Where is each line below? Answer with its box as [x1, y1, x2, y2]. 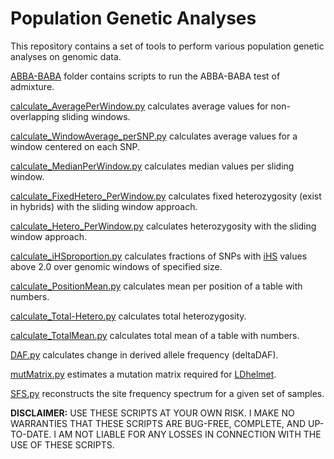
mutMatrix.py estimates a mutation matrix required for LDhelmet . [10, 368, 277, 380]
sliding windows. [61, 110, 131, 122]
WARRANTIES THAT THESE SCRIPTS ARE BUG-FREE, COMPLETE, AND [10, 417, 307, 429]
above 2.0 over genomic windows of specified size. [10, 260, 223, 272]
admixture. [10, 80, 55, 92]
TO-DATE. [10, 428, 52, 440]
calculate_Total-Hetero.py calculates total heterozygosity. [10, 310, 247, 322]
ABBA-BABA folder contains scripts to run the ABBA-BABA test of [10, 70, 281, 82]
